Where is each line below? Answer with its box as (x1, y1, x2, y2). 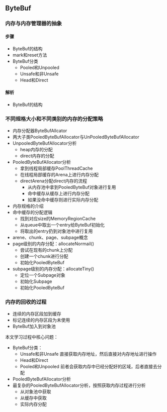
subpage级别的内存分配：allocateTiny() (12, 266, 95, 272)
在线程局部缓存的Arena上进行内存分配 (20, 172, 99, 178)
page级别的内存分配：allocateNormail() (12, 241, 95, 247)
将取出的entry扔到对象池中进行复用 (20, 228, 93, 234)
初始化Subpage (20, 278, 52, 284)
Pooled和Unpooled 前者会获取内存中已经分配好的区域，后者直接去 (20, 364, 157, 370)
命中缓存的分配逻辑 (12, 210, 53, 216)
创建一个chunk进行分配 (20, 253, 69, 259)
